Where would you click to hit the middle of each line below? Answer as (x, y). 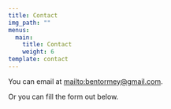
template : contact (38, 60)
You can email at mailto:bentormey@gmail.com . (85, 81)
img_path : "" (30, 23)
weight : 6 (39, 52)
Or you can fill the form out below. (63, 96)
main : (24, 37)
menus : (19, 30)
